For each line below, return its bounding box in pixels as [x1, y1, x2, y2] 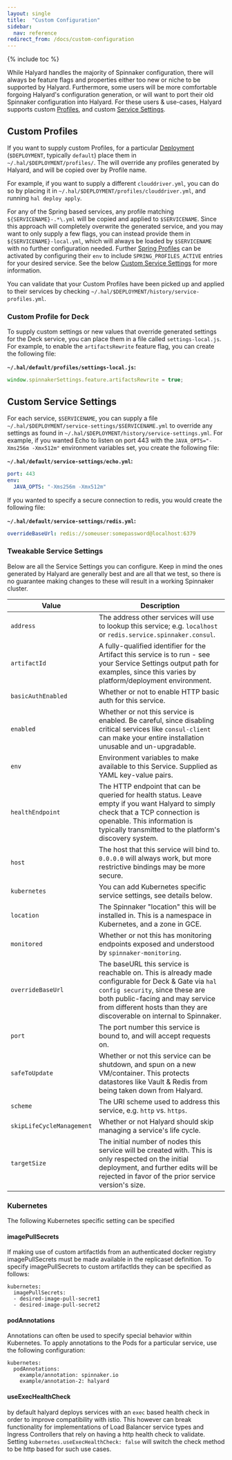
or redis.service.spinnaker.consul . [99, 629, 215, 639]
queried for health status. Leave [99, 790, 202, 799]
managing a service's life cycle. [99, 1125, 201, 1135]
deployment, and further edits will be [99, 1163, 218, 1172]
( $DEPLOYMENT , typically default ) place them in [7, 150, 137, 159]
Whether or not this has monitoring [99, 930, 212, 940]
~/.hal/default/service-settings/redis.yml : [7, 516, 137, 525]
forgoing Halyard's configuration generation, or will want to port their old [7, 91, 214, 99]
